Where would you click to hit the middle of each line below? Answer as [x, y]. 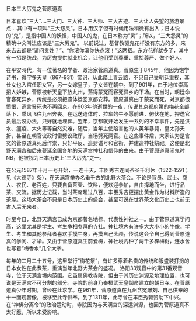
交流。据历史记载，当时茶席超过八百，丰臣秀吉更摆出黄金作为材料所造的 [103, 192]
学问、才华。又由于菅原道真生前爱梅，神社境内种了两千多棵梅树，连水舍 [103, 241]
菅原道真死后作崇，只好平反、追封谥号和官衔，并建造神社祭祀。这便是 [100, 143]
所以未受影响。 [44, 312]
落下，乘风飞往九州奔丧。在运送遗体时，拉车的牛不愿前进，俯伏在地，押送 [95, 114]
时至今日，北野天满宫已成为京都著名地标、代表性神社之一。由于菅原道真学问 [98, 219]
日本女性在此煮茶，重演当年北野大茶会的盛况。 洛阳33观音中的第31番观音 [94, 268]
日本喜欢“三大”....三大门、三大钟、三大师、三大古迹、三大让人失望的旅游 [93, 21]
